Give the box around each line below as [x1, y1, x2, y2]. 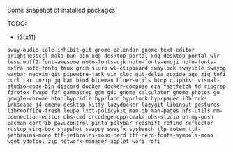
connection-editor [7, 114, 61, 121]
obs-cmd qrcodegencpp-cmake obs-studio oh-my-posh [63, 114, 214, 121]
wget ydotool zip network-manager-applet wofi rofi [7, 138, 160, 145]
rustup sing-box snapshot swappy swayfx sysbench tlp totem [7, 126, 186, 132]
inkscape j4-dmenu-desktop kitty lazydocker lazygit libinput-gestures [7, 101, 220, 108]
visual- [197, 77, 220, 84]
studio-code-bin [7, 83, 54, 90]
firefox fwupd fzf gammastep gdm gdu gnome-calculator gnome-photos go [7, 89, 220, 96]
